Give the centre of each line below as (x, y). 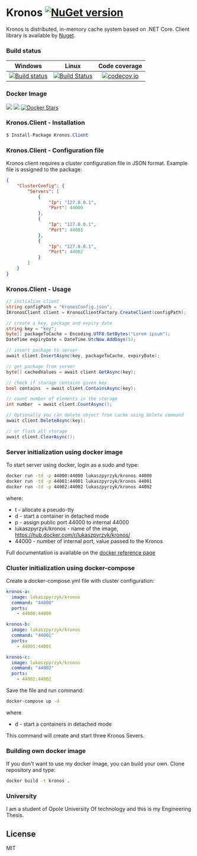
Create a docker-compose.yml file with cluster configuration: (80, 581)
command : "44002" (33, 668)
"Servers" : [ (43, 191)
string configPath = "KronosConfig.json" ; (59, 307)
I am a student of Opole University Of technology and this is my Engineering (98, 809)
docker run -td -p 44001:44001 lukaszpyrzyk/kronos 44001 (79, 481)
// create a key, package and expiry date (59, 323)
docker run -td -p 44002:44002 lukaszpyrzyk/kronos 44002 (79, 487)
